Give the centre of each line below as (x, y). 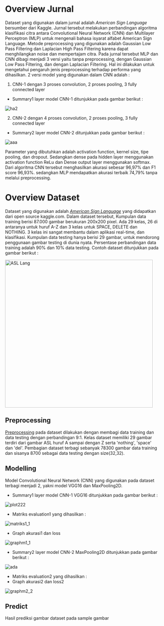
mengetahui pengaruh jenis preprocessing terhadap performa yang (73, 69)
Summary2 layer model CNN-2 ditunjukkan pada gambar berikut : (78, 132)
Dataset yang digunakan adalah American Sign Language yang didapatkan (81, 211)
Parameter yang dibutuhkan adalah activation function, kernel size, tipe (77, 152)
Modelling (21, 469)
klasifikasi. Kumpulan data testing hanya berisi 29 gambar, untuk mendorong (82, 237)
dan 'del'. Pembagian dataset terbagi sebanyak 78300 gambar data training (81, 448)
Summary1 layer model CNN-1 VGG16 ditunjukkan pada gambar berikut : (85, 495)
